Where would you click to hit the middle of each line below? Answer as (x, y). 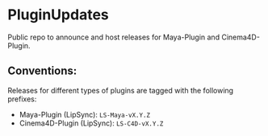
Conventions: (42, 71)
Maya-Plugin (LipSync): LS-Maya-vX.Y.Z (85, 114)
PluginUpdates (59, 15)
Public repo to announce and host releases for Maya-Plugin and (113, 37)
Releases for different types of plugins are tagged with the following (121, 90)
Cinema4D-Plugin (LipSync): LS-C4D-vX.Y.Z (91, 123)
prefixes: (22, 99)
